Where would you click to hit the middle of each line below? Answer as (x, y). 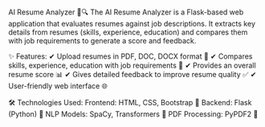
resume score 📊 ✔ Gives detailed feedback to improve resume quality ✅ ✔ (132, 74)
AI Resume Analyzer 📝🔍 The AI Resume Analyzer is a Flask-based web (126, 12)
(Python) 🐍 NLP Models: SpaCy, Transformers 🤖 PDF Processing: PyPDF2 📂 (133, 114)
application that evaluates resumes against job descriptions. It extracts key (132, 24)
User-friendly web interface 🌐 (58, 86)
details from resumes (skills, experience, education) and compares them (128, 32)
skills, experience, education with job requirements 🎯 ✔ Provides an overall (132, 65)
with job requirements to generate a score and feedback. (102, 41)
